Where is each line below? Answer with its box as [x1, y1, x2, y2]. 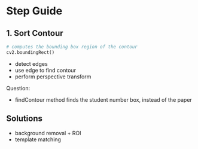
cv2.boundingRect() [6, 49, 55, 55]
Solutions [6, 114, 43, 124]
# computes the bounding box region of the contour [6, 44, 138, 50]
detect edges [14, 60, 48, 67]
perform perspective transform [14, 73, 92, 80]
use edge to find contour [14, 66, 77, 74]
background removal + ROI [14, 129, 82, 136]
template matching [14, 136, 62, 143]
